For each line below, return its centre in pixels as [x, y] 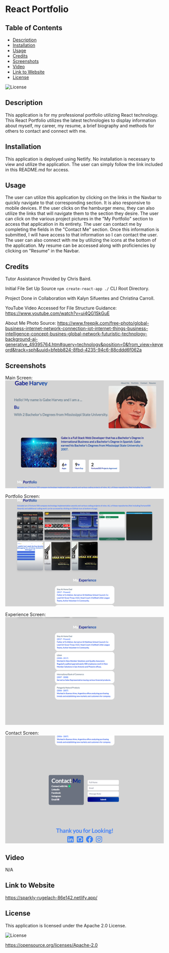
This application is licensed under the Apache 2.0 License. [66, 925]
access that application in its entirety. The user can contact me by [73, 224]
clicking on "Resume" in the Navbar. [43, 251]
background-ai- [22, 339]
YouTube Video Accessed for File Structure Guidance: [61, 308]
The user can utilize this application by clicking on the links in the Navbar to [83, 198]
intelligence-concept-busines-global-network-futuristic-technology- [76, 334]
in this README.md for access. [37, 169]
